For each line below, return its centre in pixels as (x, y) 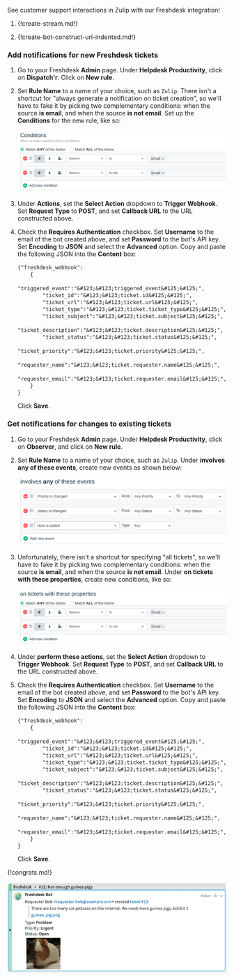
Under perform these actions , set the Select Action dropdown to (111, 657)
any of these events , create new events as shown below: (100, 467)
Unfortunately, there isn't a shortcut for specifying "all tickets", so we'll (119, 557)
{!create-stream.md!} (48, 23)
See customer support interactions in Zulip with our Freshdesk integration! (114, 10)
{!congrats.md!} (30, 873)
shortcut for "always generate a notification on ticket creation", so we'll (119, 98)
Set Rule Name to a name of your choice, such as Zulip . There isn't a (117, 91)
